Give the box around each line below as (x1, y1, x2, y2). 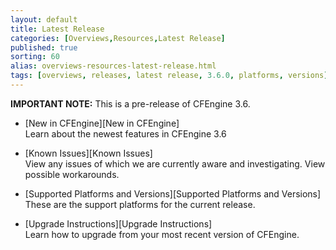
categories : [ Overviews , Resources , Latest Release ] (10, 33, 226, 43)
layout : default (10, 14, 78, 25)
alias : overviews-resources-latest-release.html (10, 61, 217, 71)
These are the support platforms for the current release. (24, 198, 256, 210)
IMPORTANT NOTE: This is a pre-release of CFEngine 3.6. (10, 97, 251, 110)
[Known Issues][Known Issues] (24, 147, 153, 159)
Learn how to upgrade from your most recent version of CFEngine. (24, 228, 300, 240)
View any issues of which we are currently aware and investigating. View (24, 157, 326, 170)
